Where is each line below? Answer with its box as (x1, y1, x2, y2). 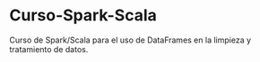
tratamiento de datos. (9, 43, 89, 54)
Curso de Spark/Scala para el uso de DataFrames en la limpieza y (9, 35, 252, 45)
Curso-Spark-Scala (9, 5, 157, 26)
